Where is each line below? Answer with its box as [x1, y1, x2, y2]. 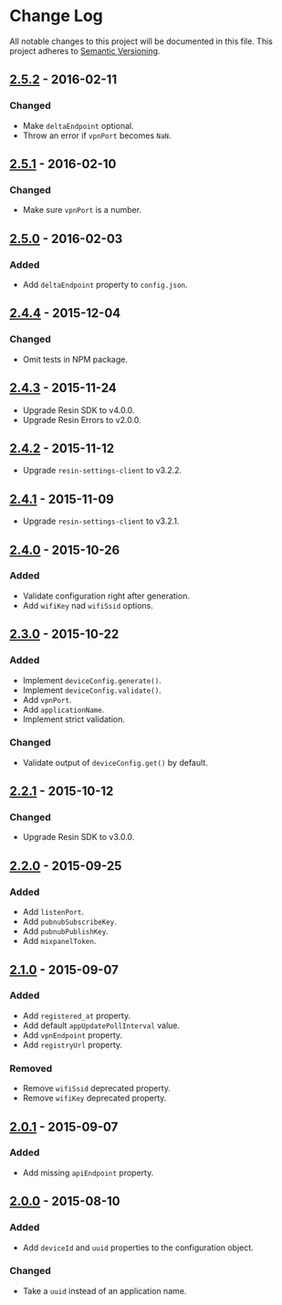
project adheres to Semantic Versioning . [9, 45, 161, 56]
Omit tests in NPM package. [22, 354, 129, 365]
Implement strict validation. [22, 714, 125, 725]
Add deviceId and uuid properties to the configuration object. [22, 1242, 254, 1253]
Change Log [9, 5, 103, 27]
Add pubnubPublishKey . [22, 926, 110, 937]
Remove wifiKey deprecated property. [22, 1093, 167, 1104]
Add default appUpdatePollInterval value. [22, 1020, 181, 1031]
